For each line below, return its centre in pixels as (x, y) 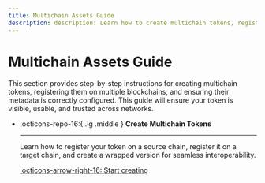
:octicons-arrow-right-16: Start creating (84, 170)
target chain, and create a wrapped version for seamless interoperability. (138, 155)
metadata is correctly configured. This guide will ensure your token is (121, 100)
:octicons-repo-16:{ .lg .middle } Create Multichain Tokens (115, 124)
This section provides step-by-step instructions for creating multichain (123, 84)
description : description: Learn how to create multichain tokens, (121, 23)
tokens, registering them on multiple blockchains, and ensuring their (119, 92)
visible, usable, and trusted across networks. (81, 109)
